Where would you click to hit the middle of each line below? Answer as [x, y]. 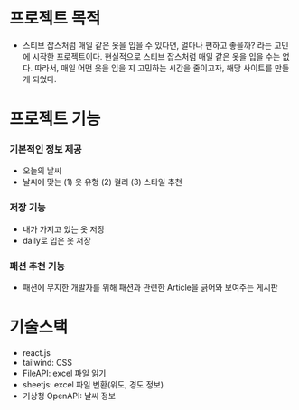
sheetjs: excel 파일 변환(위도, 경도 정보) [93, 384]
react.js [37, 352]
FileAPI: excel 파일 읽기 [64, 373]
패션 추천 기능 [37, 266]
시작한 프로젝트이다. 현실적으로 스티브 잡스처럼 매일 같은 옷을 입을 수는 [156, 56]
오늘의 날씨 [42, 171]
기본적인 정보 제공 [46, 150]
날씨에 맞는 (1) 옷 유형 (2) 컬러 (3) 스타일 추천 [102, 182]
